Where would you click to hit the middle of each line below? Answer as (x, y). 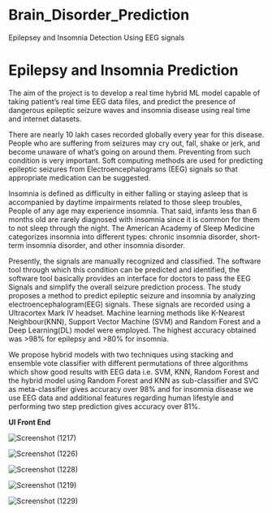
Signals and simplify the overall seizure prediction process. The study (125, 287)
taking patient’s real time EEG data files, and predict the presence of (122, 101)
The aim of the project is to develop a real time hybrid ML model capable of (134, 93)
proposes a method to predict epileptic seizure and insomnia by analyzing (132, 295)
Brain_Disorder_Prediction (99, 15)
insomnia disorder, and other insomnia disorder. (105, 245)
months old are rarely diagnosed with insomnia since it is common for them (134, 219)
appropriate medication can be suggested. (80, 177)
